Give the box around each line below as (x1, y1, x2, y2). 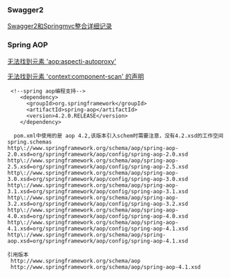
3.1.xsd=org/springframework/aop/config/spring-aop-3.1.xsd (7, 187, 189, 195)
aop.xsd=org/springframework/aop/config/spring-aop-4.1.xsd (7, 237, 189, 245)
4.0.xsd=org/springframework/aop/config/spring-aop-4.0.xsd (7, 212, 189, 220)
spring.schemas (7, 138, 52, 146)
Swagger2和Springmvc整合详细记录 (7, 22, 113, 30)
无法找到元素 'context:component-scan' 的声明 (7, 72, 144, 81)
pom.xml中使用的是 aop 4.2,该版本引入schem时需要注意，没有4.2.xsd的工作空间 (13, 132, 224, 139)
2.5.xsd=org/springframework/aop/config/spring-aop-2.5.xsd (7, 163, 189, 170)
